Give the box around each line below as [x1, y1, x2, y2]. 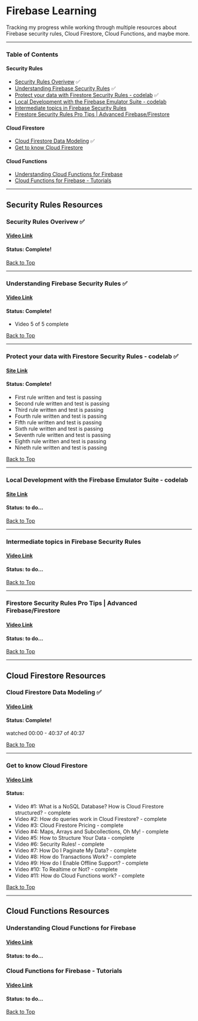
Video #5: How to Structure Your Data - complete [14, 835, 134, 841]
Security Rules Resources [6, 199, 103, 210]
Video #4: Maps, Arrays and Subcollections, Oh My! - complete [14, 828, 169, 835]
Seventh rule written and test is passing [14, 431, 111, 439]
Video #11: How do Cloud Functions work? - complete [14, 872, 145, 879]
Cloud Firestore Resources [6, 671, 106, 681]
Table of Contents [6, 50, 59, 59]
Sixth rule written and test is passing [14, 425, 104, 433]
